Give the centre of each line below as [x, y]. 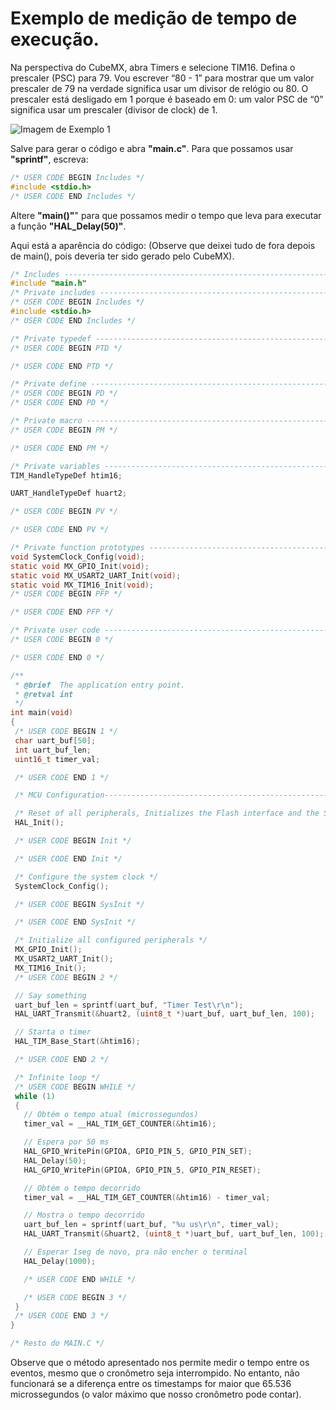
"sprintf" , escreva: [49, 159]
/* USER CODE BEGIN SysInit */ [79, 904]
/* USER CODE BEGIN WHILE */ [75, 1087]
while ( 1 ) [35, 1096]
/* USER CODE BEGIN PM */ [64, 430]
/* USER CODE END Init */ [68, 858]
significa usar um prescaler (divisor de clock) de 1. [114, 109]
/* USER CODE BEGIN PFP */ [66, 594]
